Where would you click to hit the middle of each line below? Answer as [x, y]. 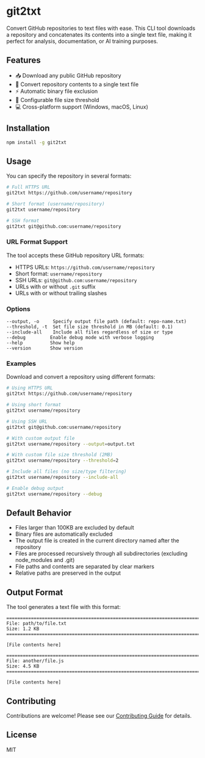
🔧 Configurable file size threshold [57, 100]
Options [18, 308]
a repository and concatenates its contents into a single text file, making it [99, 34]
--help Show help [41, 343]
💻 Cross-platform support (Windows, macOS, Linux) [81, 107]
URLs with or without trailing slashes [61, 293]
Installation [28, 129]
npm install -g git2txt [37, 142]
